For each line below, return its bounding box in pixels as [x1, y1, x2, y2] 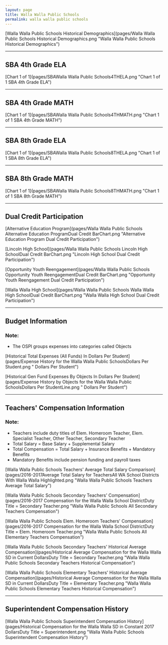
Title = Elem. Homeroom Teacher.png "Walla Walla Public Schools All [5, 528, 147, 534]
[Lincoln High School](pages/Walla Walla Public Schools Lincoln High [5, 246, 148, 252]
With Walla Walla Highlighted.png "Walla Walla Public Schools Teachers [5, 477, 152, 483]
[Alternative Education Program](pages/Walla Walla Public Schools [5, 226, 142, 232]
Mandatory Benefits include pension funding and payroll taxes [12, 456, 141, 463]
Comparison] [128, 466, 156, 473]
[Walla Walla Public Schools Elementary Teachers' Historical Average [5, 569, 147, 576]
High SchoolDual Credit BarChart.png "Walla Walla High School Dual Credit [5, 292, 159, 298]
